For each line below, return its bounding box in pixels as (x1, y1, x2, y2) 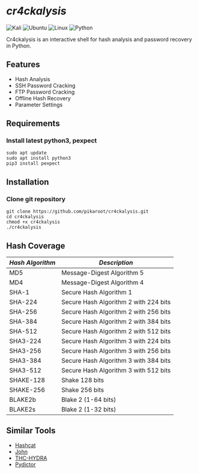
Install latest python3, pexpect (6, 136, 97, 145)
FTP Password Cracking (14, 88, 75, 96)
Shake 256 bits (61, 386, 104, 394)
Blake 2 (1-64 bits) (61, 395, 116, 404)
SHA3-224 (9, 336, 42, 345)
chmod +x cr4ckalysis (6, 219, 61, 225)
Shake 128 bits (61, 375, 104, 384)
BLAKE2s (9, 405, 36, 413)
